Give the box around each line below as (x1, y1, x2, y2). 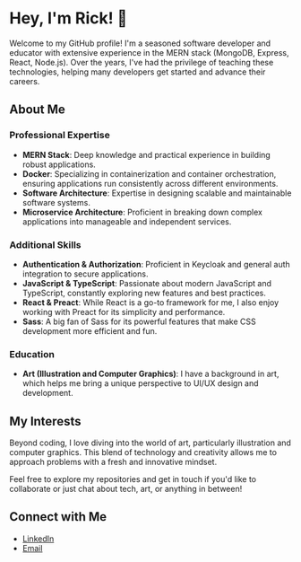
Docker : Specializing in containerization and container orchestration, (21, 168, 277, 179)
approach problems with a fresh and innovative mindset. (9, 457, 218, 468)
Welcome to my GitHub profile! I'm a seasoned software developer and (9, 38, 271, 48)
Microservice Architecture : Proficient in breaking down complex (21, 206, 262, 217)
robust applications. (21, 159, 96, 170)
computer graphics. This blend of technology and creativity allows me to (9, 447, 278, 458)
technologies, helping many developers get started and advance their (9, 66, 266, 77)
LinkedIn (21, 533, 55, 544)
